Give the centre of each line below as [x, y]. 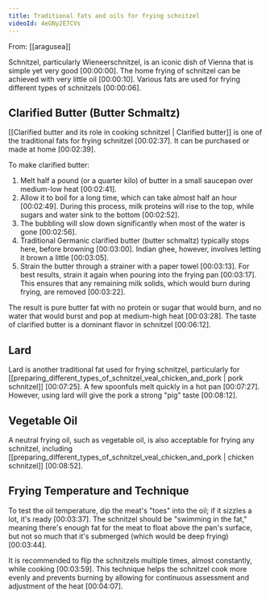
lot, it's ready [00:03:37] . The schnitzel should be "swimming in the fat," [128, 519]
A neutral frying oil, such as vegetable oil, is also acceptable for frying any [132, 439]
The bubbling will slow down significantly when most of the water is [133, 223]
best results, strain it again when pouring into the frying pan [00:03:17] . [138, 275]
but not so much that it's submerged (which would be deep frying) [118, 536]
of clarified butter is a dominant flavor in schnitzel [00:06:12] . [110, 325]
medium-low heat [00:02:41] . [68, 189]
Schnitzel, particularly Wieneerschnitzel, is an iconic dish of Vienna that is [131, 62]
